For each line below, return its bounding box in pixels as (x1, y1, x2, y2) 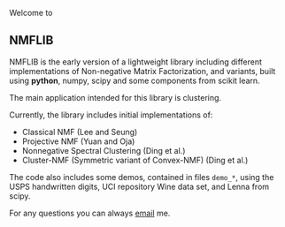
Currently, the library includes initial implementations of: (9, 110, 213, 120)
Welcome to (9, 8, 53, 18)
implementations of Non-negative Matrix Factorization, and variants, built (9, 65, 276, 76)
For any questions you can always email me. (9, 208, 171, 218)
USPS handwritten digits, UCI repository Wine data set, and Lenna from (9, 181, 270, 192)
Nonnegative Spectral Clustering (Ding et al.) (21, 145, 186, 155)
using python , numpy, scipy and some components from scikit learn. (9, 75, 260, 86)
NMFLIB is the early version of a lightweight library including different (9, 57, 263, 67)
